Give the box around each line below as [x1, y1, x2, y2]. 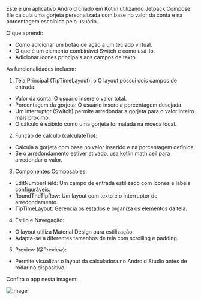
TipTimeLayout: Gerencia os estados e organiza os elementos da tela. [14, 205, 188, 212]
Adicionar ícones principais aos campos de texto [14, 54, 136, 60]
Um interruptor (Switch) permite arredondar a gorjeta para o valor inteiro [14, 108, 194, 114]
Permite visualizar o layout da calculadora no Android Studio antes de [14, 257, 187, 265]
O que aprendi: [6, 29, 43, 37]
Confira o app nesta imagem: [6, 275, 78, 283]
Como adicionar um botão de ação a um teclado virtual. [14, 41, 153, 48]
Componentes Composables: [14, 168, 87, 175]
